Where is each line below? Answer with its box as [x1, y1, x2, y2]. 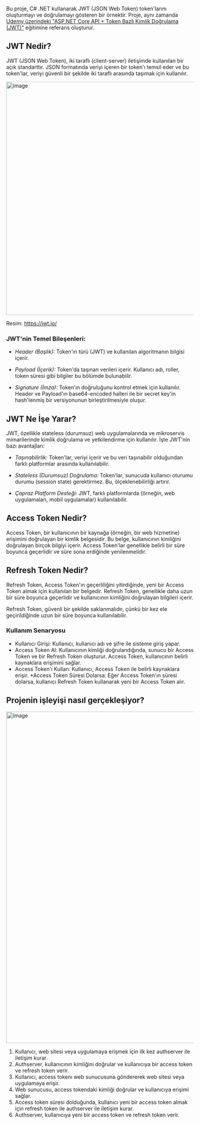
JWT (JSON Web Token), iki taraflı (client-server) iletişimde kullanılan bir [6, 57, 184, 64]
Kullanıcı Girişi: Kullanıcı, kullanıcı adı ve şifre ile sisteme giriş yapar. [14, 640, 180, 647]
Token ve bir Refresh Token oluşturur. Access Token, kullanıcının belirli [14, 653, 188, 660]
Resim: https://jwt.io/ [6, 319, 57, 327]
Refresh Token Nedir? [6, 566, 89, 576]
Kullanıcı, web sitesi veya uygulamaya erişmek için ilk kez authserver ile [14, 1048, 190, 1055]
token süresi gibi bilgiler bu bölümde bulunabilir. [14, 372, 133, 380]
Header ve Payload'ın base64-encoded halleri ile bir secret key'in [14, 390, 176, 398]
